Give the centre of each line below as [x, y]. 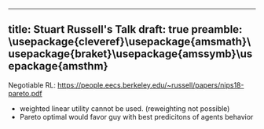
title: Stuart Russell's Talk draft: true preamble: [125, 29]
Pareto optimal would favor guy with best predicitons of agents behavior [136, 116]
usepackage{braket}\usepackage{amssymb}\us [130, 54]
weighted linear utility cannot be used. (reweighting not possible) [125, 108]
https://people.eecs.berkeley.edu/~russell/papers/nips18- [151, 85]
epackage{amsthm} [58, 66]
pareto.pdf [25, 93]
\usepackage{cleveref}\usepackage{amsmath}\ [130, 42]
